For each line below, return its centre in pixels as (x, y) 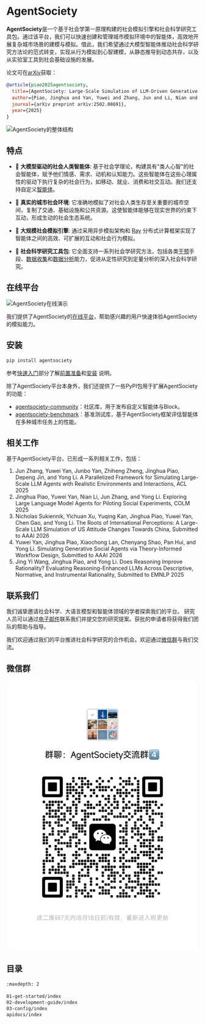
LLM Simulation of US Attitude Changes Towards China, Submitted (114, 529)
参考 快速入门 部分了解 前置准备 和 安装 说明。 (60, 373)
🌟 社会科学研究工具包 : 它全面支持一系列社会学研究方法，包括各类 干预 (102, 251)
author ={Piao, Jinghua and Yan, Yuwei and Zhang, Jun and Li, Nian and (105, 98)
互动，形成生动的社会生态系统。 (55, 218)
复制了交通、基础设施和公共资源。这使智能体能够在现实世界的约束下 (111, 210)
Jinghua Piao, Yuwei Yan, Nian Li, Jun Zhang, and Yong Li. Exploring (101, 497)
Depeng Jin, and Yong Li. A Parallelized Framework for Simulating (98, 477)
